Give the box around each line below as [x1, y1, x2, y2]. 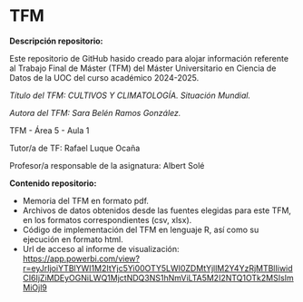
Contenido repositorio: [9, 178, 97, 189]
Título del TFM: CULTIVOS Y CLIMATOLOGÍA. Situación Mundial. [9, 90, 251, 101]
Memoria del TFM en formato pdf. [22, 195, 150, 206]
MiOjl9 [22, 282, 48, 293]
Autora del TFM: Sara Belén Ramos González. [9, 107, 181, 118]
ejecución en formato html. [22, 233, 124, 245]
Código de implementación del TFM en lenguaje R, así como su [22, 224, 259, 235]
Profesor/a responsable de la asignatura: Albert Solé [9, 160, 205, 170]
